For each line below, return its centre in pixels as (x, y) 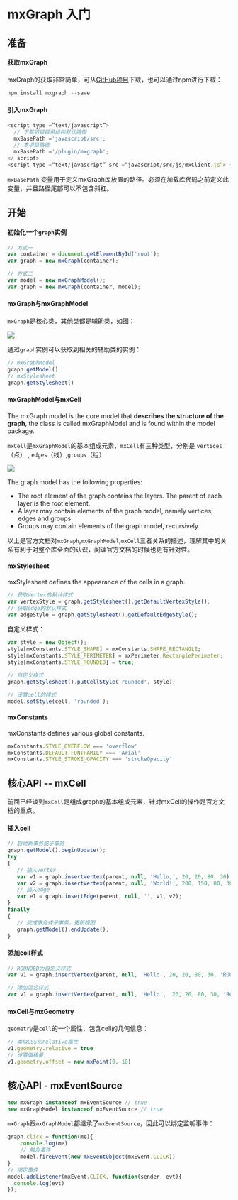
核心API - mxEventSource (65, 1086)
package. (21, 431)
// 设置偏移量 (25, 1055)
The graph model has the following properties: (75, 482)
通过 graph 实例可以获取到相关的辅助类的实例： (74, 349)
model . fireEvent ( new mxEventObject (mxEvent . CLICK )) (98, 1157)
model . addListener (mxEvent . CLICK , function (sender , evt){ (95, 1177)
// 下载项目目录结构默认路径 (50, 132)
